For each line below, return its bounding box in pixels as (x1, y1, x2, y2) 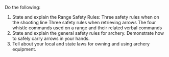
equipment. (12, 46, 37, 52)
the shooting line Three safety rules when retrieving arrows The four (12, 20, 156, 25)
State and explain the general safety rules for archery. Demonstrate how (12, 30, 164, 36)
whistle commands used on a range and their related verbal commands (12, 25, 162, 31)
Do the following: (5, 5, 41, 10)
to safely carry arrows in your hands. (12, 35, 90, 41)
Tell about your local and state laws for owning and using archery (12, 41, 150, 47)
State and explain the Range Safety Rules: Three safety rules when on (12, 14, 159, 20)
